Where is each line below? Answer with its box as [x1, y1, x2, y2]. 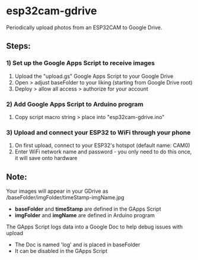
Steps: [6, 41, 31, 51]
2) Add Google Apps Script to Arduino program [6, 100, 144, 108]
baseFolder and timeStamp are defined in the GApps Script [14, 205, 161, 212]
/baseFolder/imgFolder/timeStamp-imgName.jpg [6, 194, 124, 201]
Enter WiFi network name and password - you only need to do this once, [14, 148, 192, 155]
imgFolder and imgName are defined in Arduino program [14, 212, 155, 219]
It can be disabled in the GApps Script [14, 248, 108, 255]
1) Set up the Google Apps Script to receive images [6, 59, 155, 67]
